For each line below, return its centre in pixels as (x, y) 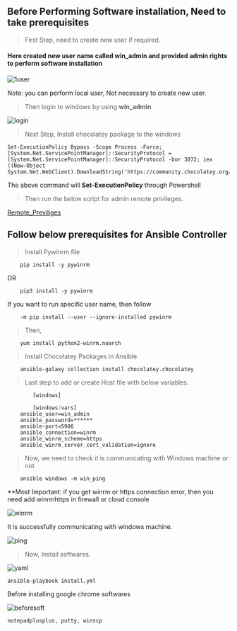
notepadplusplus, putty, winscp (55, 620)
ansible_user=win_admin (55, 414)
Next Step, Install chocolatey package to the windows (103, 135)
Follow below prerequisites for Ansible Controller (117, 235)
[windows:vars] (55, 408)
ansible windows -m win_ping (63, 478)
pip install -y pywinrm (55, 265)
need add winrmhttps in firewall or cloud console (78, 499)
